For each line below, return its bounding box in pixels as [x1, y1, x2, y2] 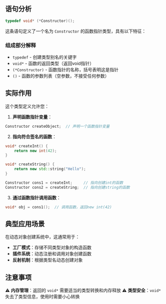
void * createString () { [5, 162, 55, 167]
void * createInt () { [5, 143, 48, 149]
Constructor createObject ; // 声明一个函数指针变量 [5, 124, 110, 129]
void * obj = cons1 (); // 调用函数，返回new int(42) [5, 204, 112, 209]
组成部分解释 [5, 42, 36, 49]
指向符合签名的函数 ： [12, 133, 56, 139]
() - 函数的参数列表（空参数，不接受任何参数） [12, 73, 109, 79]
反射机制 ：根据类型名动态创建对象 [12, 257, 83, 263]
